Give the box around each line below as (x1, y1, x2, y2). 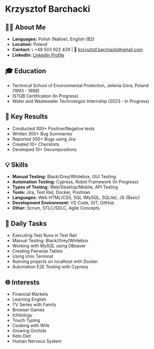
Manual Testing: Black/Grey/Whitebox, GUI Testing (12, 174, 116, 180)
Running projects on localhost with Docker (12, 258, 98, 264)
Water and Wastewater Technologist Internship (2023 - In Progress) (12, 98, 150, 104)
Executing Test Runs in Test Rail (12, 232, 77, 238)
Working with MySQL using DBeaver (12, 243, 86, 249)
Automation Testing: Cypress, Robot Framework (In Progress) (12, 179, 139, 185)
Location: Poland (12, 41, 48, 47)
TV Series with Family (12, 302, 56, 308)
